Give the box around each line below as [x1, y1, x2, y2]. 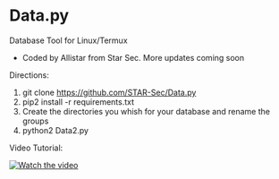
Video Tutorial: [9, 142, 63, 153]
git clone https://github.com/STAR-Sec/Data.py [21, 87, 197, 98]
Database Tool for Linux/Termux [9, 35, 128, 46]
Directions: [9, 69, 49, 81]
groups [21, 115, 49, 126]
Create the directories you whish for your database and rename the [21, 106, 271, 116]
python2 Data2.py [21, 124, 89, 135]
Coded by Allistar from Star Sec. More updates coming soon [21, 52, 245, 63]
